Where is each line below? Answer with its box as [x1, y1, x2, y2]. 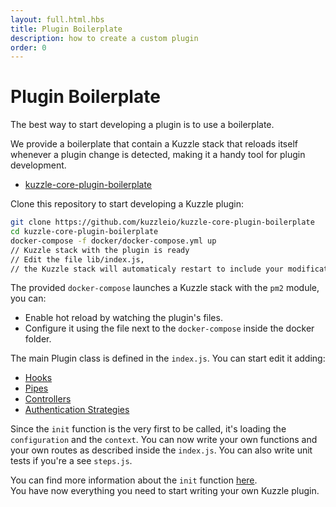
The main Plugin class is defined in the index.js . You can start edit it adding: [10, 352, 326, 365]
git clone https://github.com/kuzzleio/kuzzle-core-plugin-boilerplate [10, 217, 315, 228]
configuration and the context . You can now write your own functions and [10, 434, 318, 446]
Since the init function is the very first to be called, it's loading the [10, 423, 287, 435]
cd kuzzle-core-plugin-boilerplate [10, 227, 159, 237]
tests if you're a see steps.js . [10, 455, 133, 467]
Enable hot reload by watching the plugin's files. [24, 312, 223, 324]
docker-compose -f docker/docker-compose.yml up [10, 236, 217, 246]
